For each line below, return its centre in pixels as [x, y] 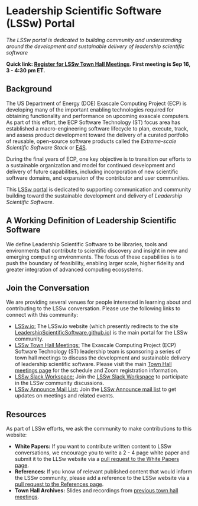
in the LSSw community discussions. [59, 383]
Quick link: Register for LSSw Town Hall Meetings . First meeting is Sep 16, [98, 64]
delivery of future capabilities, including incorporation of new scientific [92, 171]
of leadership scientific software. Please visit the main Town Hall [93, 364]
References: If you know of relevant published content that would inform [103, 472]
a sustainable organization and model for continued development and [91, 165]
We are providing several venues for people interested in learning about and [99, 302]
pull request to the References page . [59, 484]
